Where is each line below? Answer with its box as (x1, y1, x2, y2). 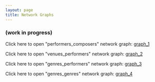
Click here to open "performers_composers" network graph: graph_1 (5, 40, 150, 47)
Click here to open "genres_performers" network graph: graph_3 (5, 60, 142, 67)
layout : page (5, 7, 33, 13)
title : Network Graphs (5, 12, 54, 17)
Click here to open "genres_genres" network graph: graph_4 (5, 70, 133, 77)
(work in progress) (5, 29, 53, 36)
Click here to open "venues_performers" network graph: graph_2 (5, 51, 143, 57)
